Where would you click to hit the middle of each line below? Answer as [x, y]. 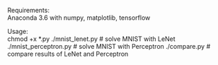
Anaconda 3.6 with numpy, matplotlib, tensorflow [79, 18]
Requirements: [28, 10]
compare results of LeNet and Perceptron [68, 54]
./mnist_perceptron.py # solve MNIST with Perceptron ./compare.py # [109, 46]
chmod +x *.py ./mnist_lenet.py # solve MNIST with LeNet [91, 39]
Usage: [18, 31]
